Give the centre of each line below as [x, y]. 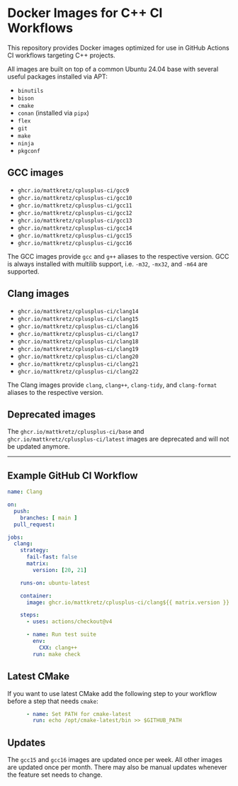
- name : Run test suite [61, 635]
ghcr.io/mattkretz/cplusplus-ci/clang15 [78, 319]
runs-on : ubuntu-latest [55, 583]
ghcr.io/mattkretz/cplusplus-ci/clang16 [78, 326]
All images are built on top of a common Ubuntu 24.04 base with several [113, 69]
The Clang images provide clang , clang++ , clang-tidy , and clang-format [112, 385]
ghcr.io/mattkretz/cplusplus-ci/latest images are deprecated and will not [118, 439]
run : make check [57, 654]
